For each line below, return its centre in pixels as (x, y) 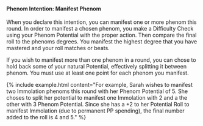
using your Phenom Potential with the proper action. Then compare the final (101, 35)
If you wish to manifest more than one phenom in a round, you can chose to (101, 60)
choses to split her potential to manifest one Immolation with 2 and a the (97, 98)
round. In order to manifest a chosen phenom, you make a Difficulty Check (100, 29)
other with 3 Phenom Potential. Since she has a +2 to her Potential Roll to (98, 105)
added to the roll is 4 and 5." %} (46, 117)
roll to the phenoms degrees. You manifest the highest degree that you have (102, 42)
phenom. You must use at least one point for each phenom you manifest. (98, 73)
